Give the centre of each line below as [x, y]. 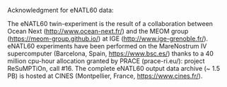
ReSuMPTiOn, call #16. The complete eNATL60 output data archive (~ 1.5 [114, 68]
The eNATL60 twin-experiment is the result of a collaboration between [110, 24]
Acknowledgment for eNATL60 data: [61, 10]
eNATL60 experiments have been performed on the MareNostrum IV [107, 46]
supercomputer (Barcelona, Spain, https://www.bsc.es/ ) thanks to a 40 [111, 53]
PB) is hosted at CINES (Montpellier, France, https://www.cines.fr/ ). [105, 76]
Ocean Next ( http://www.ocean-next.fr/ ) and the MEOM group [98, 31]
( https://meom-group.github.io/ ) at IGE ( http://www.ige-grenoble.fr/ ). [108, 39]
